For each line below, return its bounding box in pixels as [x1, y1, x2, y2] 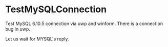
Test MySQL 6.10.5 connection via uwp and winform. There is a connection [5, 20, 163, 27]
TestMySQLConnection [5, 4, 107, 15]
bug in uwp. [5, 26, 31, 32]
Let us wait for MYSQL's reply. [5, 36, 69, 42]
